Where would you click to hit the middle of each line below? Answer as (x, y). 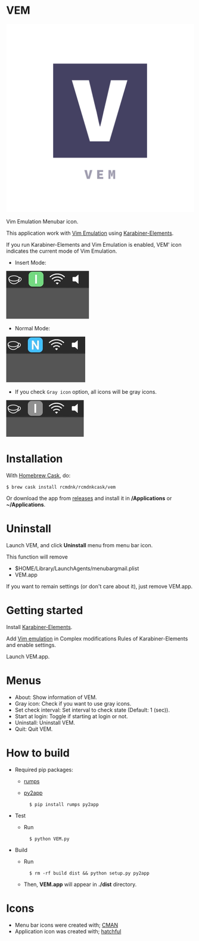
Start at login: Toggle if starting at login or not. (71, 716)
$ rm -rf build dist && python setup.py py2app (89, 873)
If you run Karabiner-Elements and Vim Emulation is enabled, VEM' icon (94, 244)
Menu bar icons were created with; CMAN (66, 925)
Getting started (45, 611)
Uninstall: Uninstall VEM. (45, 722)
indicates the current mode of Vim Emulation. (62, 251)
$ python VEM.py (49, 839)
